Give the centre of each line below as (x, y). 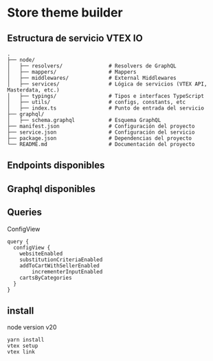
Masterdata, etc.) (33, 90)
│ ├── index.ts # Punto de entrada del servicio (106, 108)
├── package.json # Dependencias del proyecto (100, 138)
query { (18, 241)
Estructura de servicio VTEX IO (75, 38)
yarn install (26, 340)
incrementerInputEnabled (67, 271)
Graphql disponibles (52, 188)
